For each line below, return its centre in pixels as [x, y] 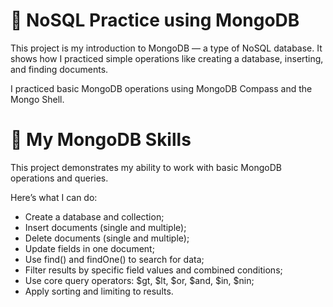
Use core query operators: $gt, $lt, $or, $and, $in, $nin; [139, 280]
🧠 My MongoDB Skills [101, 140]
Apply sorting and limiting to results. [99, 291]
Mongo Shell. [37, 99]
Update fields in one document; [89, 248]
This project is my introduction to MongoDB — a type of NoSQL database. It [166, 48]
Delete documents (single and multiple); [107, 238]
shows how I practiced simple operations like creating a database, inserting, [167, 58]
